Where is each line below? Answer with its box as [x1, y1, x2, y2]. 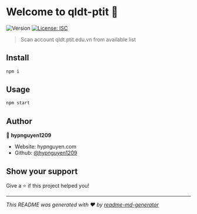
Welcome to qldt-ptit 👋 [6, 5, 118, 19]
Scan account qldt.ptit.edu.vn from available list [20, 36, 136, 43]
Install [6, 53, 29, 63]
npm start [6, 100, 30, 106]
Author [6, 116, 32, 126]
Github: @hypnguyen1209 [14, 149, 77, 157]
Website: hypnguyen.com [14, 143, 77, 150]
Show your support [6, 166, 78, 176]
